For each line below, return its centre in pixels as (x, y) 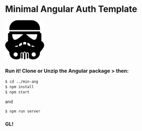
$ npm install (20, 87)
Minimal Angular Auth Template (71, 9)
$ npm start (17, 92)
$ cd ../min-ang (22, 82)
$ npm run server (23, 111)
